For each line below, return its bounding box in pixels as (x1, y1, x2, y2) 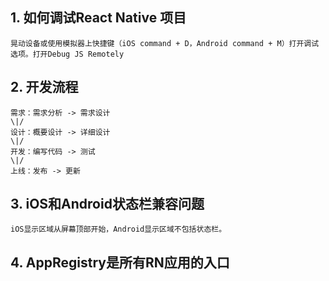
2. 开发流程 (10, 79, 79, 96)
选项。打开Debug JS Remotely (10, 49, 125, 59)
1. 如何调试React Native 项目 (10, 9, 187, 27)
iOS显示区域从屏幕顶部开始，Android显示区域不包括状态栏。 (10, 224, 227, 235)
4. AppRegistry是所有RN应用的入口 (10, 254, 230, 271)
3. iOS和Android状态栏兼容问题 (10, 196, 205, 213)
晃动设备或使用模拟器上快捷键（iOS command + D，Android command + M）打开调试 (10, 38, 320, 48)
